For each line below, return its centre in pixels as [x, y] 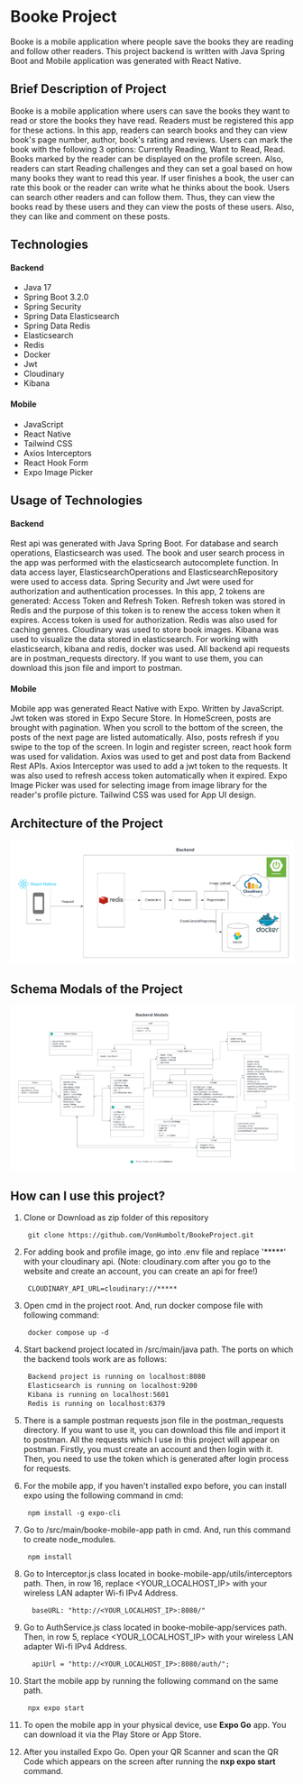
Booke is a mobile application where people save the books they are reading [152, 41]
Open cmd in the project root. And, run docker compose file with [143, 1306]
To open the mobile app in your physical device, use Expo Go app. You [155, 1725]
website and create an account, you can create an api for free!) [140, 1271]
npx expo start [56, 1708]
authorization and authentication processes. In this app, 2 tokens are [138, 592]
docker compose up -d [68, 1333]
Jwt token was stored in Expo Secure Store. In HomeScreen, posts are [141, 718]
